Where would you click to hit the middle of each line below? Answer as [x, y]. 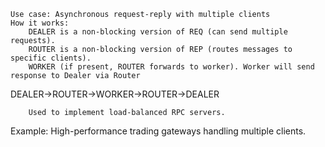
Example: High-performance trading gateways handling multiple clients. [158, 131]
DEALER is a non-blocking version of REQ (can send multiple [158, 32]
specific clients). [51, 58]
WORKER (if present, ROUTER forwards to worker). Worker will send [171, 67]
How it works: [40, 23]
